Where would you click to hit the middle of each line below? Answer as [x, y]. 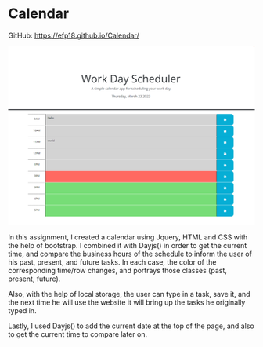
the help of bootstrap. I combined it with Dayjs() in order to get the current [128, 245]
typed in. [22, 310]
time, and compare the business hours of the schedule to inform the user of [130, 254]
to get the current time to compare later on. [77, 334]
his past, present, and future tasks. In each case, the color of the [112, 262]
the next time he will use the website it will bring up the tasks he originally [127, 302]
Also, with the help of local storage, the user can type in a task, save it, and [129, 294]
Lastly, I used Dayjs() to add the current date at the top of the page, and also [131, 326]
